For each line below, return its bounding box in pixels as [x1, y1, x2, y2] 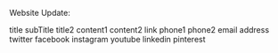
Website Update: [9, 8, 71, 18]
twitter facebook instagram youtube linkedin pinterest [9, 34, 207, 44]
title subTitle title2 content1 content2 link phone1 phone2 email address [9, 25, 270, 34]
